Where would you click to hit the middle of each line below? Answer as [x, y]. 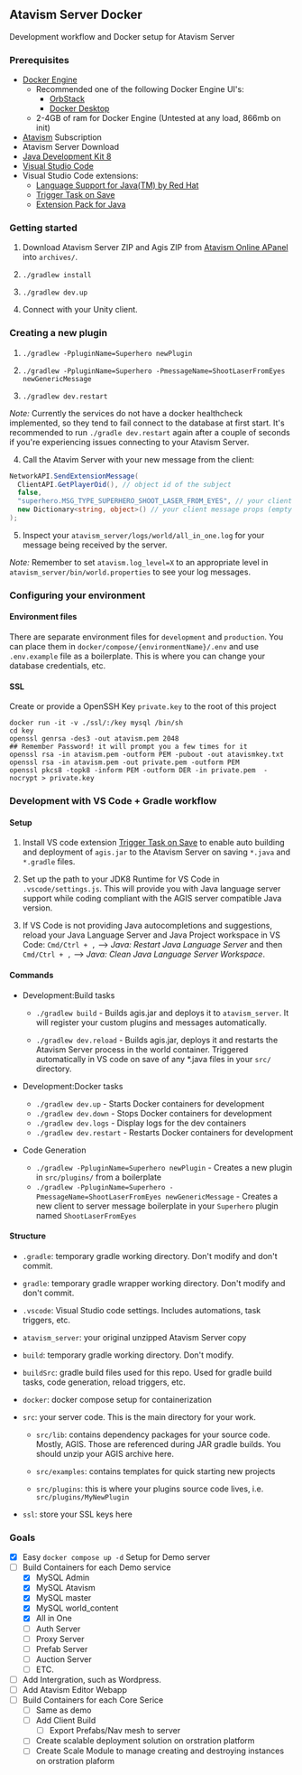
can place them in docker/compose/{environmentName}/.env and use [134, 647]
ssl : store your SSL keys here [78, 1514]
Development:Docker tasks [73, 1086]
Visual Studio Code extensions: [80, 176]
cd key [22, 731]
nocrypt [24, 779]
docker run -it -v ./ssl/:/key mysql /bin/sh [96, 723]
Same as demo [64, 1710]
